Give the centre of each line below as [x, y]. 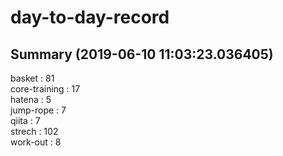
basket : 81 [32, 78]
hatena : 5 [31, 99]
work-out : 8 [36, 142]
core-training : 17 [45, 89]
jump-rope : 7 [38, 110]
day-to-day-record [90, 17]
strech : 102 [34, 131]
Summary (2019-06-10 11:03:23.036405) [142, 54]
